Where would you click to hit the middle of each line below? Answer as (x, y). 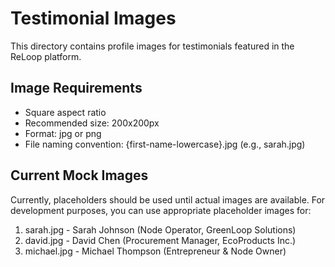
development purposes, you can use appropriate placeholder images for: (161, 210)
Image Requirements (76, 88)
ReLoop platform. (46, 56)
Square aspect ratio (65, 112)
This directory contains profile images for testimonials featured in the (152, 46)
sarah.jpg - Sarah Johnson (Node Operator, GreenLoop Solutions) (160, 229)
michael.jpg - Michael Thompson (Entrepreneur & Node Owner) (155, 251)
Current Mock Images (79, 175)
